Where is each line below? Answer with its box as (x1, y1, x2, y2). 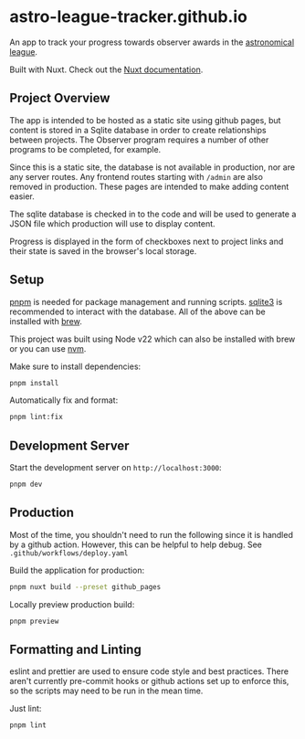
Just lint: (9, 703, 42, 714)
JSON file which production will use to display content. (9, 217, 216, 229)
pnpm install (9, 378, 59, 387)
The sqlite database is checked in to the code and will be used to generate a (9, 208, 297, 219)
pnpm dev (9, 480, 43, 490)
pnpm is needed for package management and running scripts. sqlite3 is (9, 296, 283, 307)
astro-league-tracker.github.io (9, 6, 248, 27)
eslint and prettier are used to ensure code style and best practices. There (9, 666, 289, 677)
